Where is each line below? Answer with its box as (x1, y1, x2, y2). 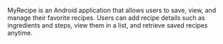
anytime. (7, 28, 33, 37)
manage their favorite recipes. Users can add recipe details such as (7, 13, 205, 22)
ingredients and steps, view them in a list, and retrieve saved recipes (7, 21, 208, 29)
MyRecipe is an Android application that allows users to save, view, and (7, 6, 217, 14)
